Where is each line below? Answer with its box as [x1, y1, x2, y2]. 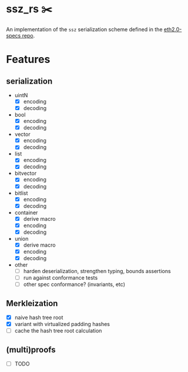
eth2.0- [163, 25, 182, 33]
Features [6, 53, 51, 66]
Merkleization [6, 298, 58, 308]
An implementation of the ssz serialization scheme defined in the [6, 25, 163, 33]
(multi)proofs [6, 344, 56, 354]
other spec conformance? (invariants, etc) [23, 281, 125, 288]
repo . [22, 32, 35, 39]
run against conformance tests [23, 274, 98, 281]
